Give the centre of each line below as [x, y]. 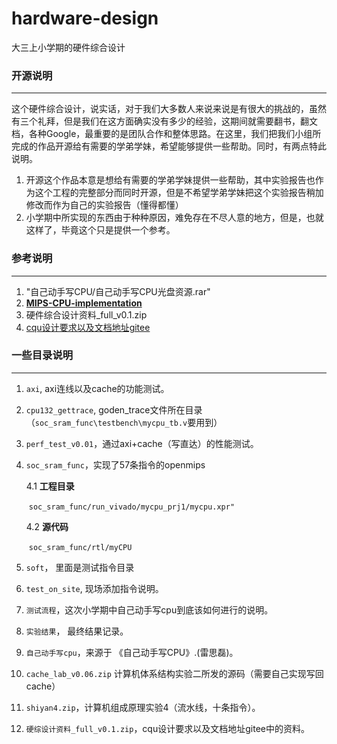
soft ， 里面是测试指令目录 [80, 567]
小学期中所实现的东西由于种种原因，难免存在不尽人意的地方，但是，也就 [174, 218]
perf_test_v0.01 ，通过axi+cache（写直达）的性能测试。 [142, 443]
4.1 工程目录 [50, 486]
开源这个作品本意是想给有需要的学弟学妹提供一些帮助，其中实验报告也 [170, 180]
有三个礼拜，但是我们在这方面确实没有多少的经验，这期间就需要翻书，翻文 [164, 121]
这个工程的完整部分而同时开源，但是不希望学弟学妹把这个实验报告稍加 [179, 193]
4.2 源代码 [47, 526]
